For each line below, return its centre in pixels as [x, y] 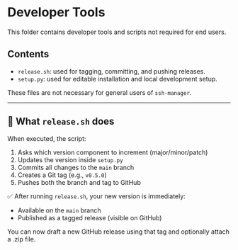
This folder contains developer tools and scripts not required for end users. [117, 32]
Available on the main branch [59, 210]
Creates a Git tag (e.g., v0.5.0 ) [62, 175]
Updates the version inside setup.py [70, 159]
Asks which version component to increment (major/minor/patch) [113, 152]
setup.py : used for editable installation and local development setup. [117, 79]
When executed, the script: [47, 138]
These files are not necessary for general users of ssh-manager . [100, 92]
